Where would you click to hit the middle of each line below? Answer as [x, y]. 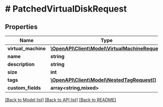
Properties [21, 27]
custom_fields [24, 88]
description [21, 64]
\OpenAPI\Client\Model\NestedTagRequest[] [103, 80]
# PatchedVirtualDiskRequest [66, 9]
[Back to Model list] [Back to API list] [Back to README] [61, 100]
